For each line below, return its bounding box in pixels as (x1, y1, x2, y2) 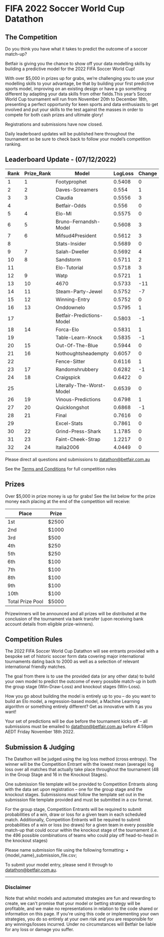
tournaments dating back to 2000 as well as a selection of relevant (5, 658, 139, 665)
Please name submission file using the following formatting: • (5, 847, 128, 853)
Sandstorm (55, 256, 81, 263)
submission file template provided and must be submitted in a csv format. (5, 797, 153, 803)
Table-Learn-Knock (55, 334, 102, 341)
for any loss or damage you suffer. (5, 926, 74, 932)
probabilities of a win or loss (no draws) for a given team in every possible (5, 822, 154, 828)
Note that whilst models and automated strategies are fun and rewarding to (5, 895, 156, 901)
